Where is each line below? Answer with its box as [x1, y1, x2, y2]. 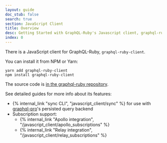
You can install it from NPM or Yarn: [5, 58, 79, 64]
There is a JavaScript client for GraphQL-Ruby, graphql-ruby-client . [5, 48, 146, 55]
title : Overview [5, 26, 39, 31]
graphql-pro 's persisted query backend [12, 106, 93, 112]
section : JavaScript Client [5, 21, 64, 26]
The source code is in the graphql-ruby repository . [5, 81, 109, 87]
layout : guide [5, 7, 35, 12]
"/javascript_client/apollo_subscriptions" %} [19, 122, 110, 128]
